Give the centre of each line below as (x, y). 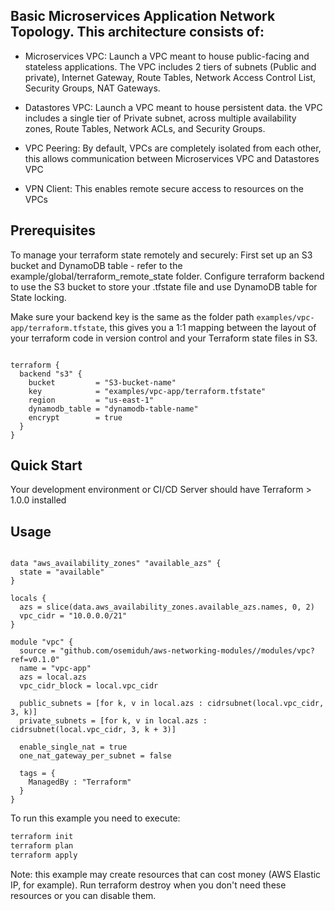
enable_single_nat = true (73, 747)
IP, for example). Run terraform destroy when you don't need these (148, 885)
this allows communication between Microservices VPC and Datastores (172, 158)
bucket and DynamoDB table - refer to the (96, 265)
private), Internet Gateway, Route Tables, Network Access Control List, (170, 77)
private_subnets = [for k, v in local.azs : (113, 721)
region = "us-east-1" (91, 400)
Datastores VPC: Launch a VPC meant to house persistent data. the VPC (173, 107)
